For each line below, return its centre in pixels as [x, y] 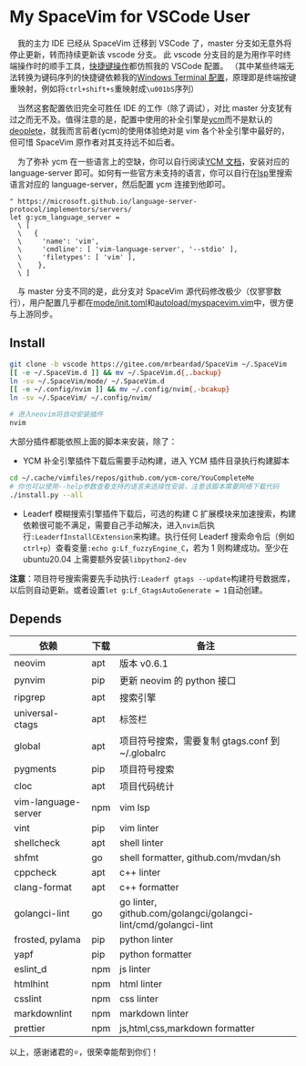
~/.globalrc [143, 753]
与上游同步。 [33, 314]
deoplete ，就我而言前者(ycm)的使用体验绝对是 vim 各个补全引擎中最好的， [149, 130]
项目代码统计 [147, 787]
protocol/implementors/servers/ [71, 209]
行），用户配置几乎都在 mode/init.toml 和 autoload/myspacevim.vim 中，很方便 [152, 302]
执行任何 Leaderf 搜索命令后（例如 [229, 536]
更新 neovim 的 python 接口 [178, 681]
